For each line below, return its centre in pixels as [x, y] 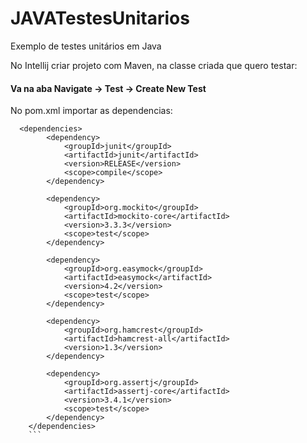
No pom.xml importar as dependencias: [91, 111]
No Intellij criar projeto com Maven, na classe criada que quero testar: [154, 65]
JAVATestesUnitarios [100, 18]
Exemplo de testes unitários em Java [86, 46]
